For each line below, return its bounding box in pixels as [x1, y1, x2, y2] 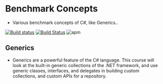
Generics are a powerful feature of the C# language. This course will [12, 57, 154, 63]
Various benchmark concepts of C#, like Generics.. [12, 19, 118, 25]
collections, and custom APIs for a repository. [12, 73, 107, 79]
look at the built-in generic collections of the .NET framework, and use [12, 62, 158, 68]
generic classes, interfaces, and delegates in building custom [12, 67, 139, 73]
